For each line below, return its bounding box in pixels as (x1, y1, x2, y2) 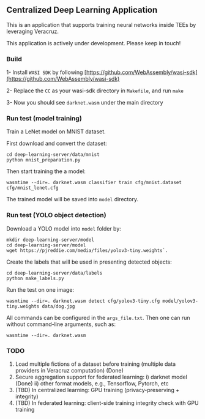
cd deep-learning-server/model (6, 242, 86, 248)
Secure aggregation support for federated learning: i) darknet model (15, 373, 188, 380)
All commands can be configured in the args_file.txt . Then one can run (6, 314, 191, 321)
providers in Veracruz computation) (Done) (15, 367, 124, 374)
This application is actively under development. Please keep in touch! (6, 39, 181, 46)
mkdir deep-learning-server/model (6, 237, 95, 243)
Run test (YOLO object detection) (6, 211, 106, 220)
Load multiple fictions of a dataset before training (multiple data (15, 360, 176, 368)
